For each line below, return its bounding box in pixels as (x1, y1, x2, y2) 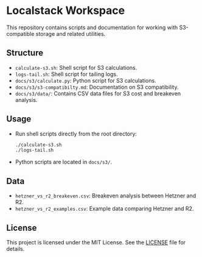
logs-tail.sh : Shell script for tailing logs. (15, 70, 118, 78)
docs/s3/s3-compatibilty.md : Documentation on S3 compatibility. (15, 83, 179, 91)
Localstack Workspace (6, 4, 125, 18)
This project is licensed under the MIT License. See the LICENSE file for (6, 238, 186, 246)
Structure (6, 48, 44, 58)
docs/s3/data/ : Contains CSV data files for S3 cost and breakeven (15, 89, 181, 97)
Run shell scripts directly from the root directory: (15, 130, 137, 137)
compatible (6, 30, 35, 37)
